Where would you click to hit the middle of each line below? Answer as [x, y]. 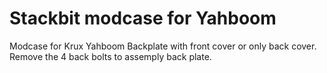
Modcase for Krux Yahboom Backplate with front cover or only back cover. [163, 46]
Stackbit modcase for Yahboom [143, 18]
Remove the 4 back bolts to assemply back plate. [110, 56]
